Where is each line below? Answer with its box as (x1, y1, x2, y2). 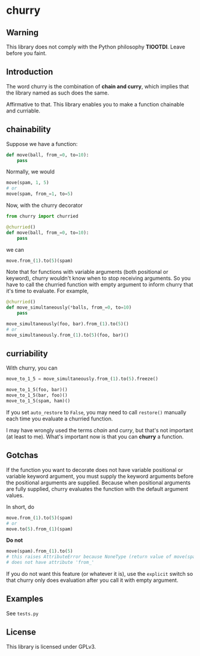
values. (6, 492, 24, 499)
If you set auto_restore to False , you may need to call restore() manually (6, 408, 186, 416)
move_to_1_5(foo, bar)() (6, 387, 68, 393)
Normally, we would (6, 168, 55, 175)
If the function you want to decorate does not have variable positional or (6, 466, 183, 473)
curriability (6, 349, 48, 359)
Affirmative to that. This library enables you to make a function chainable (6, 100, 185, 108)
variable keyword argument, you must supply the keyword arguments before (6, 472, 193, 480)
